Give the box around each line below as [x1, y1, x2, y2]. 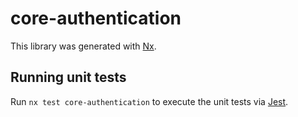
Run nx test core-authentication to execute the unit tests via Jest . [10, 95, 289, 107]
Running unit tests [10, 69, 127, 86]
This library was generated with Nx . [10, 40, 157, 52]
